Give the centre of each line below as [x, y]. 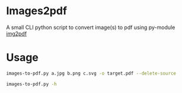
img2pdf [17, 33]
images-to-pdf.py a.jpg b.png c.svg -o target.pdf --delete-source [91, 73]
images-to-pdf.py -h [32, 84]
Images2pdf [36, 11]
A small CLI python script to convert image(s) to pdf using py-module [91, 27]
